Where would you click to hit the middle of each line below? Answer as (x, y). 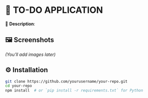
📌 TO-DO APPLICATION (54, 10)
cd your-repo (19, 86)
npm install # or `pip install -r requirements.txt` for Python (74, 91)
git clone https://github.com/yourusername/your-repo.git (66, 81)
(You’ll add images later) (31, 54)
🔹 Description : (20, 24)
